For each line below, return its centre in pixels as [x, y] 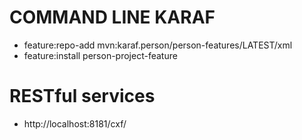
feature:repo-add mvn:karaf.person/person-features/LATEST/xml [158, 45]
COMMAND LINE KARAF [112, 17]
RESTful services [82, 96]
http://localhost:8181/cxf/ [75, 123]
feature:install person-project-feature [100, 55]
